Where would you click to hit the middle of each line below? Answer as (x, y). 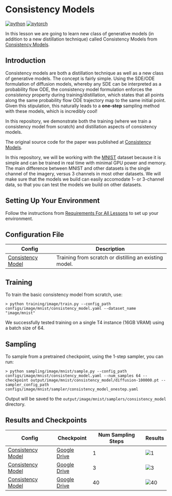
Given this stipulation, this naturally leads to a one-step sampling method (82, 106)
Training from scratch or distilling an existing (110, 257)
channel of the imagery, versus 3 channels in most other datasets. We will (83, 173)
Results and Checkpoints (46, 420)
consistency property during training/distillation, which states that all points (85, 95)
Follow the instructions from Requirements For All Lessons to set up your (82, 213)
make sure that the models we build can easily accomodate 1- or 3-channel (85, 179)
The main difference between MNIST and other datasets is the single (78, 168)
